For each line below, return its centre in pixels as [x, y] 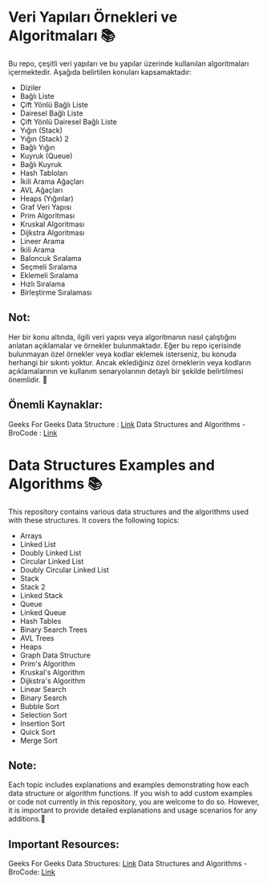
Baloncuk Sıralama [51, 258]
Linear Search [43, 689]
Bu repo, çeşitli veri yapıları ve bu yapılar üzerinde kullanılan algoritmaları [129, 63]
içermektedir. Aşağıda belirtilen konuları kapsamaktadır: [100, 71]
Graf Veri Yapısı [46, 207]
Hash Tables [40, 621]
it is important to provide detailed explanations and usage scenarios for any [133, 810]
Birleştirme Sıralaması [56, 292]
